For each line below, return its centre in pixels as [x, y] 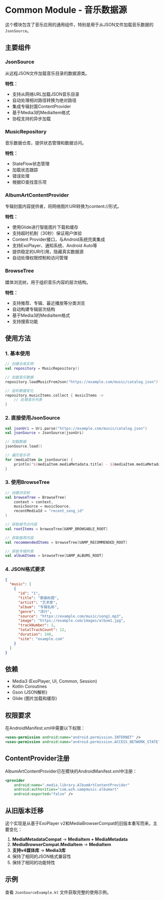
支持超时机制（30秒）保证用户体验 [47, 233]
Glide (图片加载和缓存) [34, 699]
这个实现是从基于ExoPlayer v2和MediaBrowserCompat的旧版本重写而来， [79, 823]
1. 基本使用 [18, 353]
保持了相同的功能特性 [33, 862]
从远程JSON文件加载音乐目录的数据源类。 [47, 73]
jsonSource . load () [24, 447]
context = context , [34, 502]
